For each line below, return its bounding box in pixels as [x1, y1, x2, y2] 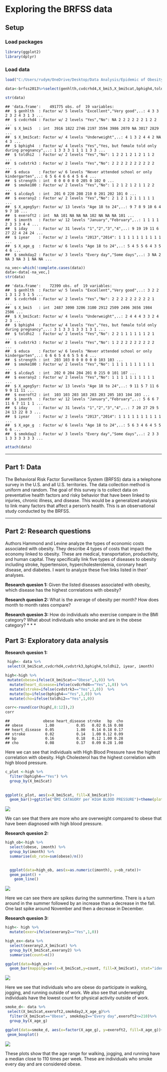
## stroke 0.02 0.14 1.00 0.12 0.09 [5, 732, 123, 737]
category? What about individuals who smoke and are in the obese [5, 617, 142, 623]
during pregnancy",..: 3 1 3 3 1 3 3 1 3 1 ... [5, 327, 106, 332]
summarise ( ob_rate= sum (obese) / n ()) [9, 854, 83, 859]
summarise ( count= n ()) [9, 952, 55, 958]
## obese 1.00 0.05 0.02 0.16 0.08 [5, 723, 123, 728]
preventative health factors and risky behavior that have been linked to [5, 492, 150, 498]
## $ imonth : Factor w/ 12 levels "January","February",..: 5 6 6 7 [5, 397, 159, 402]
